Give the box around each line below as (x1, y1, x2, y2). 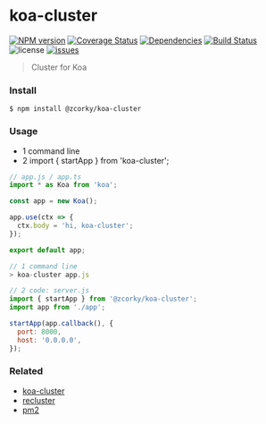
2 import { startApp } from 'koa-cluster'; (21, 155, 170, 165)
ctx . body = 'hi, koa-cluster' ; (17, 221, 134, 231)
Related (9, 365, 44, 377)
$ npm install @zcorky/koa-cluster (9, 105, 142, 114)
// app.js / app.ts (9, 172, 82, 182)
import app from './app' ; (9, 303, 105, 312)
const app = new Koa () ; (9, 197, 98, 206)
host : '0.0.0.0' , (17, 335, 82, 344)
